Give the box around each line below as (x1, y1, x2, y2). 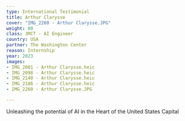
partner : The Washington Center (6, 42, 87, 48)
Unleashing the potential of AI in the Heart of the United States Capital (6, 108, 180, 115)
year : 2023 (6, 53, 34, 59)
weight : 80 (6, 25, 34, 32)
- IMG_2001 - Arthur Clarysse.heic (6, 64, 95, 70)
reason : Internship (6, 48, 55, 54)
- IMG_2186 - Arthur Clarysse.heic (6, 81, 95, 87)
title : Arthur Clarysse (6, 14, 66, 20)
